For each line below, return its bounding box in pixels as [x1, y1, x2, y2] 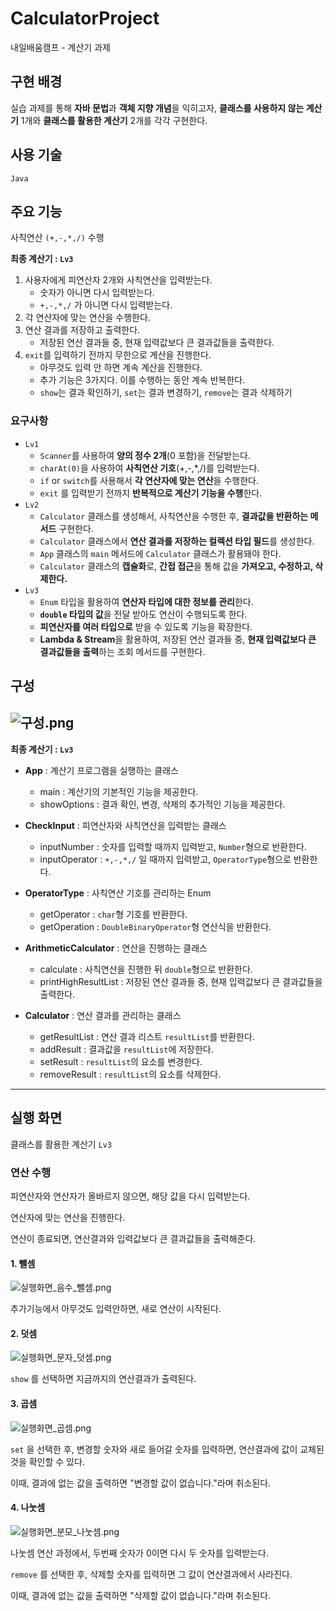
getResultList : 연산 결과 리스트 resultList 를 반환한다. [39, 1030, 255, 1042]
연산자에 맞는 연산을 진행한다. [10, 1211, 126, 1223]
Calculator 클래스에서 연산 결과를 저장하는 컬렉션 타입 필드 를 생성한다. [39, 535, 315, 547]
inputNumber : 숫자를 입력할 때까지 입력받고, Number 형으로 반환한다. [39, 840, 308, 852]
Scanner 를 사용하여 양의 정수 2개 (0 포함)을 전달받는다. [39, 449, 251, 461]
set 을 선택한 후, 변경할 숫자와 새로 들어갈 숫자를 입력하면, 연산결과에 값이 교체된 [10, 1443, 325, 1455]
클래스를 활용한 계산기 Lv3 [10, 1138, 113, 1150]
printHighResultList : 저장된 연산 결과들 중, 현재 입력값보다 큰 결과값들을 [39, 975, 323, 987]
